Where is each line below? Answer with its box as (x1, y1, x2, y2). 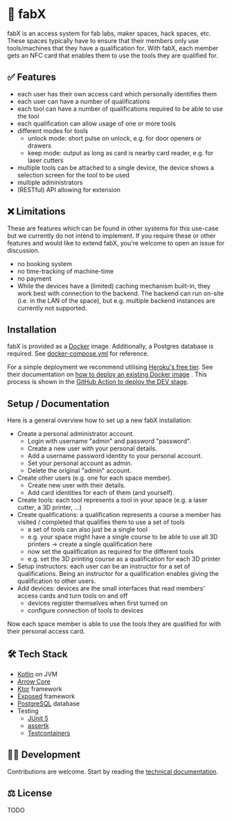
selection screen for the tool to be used (17, 171, 130, 179)
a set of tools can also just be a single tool (27, 525, 148, 534)
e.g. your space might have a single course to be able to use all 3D (27, 533, 218, 541)
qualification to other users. (17, 577, 96, 585)
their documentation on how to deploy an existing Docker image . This (7, 370, 208, 378)
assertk (27, 722, 50, 730)
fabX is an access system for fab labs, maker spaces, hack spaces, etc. (7, 29, 211, 37)
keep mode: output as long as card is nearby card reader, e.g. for (27, 148, 214, 157)
